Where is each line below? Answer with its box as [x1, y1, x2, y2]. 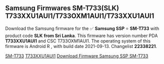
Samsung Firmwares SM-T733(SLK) [5, 4, 119, 12]
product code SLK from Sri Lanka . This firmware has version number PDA [5, 32, 158, 38]
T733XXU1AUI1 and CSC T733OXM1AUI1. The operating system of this [5, 37, 151, 44]
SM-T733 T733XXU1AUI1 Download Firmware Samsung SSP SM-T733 [5, 52, 148, 59]
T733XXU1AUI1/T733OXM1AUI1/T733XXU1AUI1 [5, 12, 154, 20]
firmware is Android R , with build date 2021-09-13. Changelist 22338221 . [5, 43, 157, 49]
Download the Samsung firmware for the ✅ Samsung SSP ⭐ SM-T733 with [5, 25, 159, 31]
